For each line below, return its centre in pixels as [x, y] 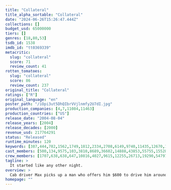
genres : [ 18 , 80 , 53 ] [26, 39]
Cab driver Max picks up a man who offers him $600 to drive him [81, 175]
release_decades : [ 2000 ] [32, 128]
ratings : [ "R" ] [21, 95]
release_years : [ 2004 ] [29, 123]
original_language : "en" [32, 99]
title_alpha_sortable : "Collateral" [44, 15]
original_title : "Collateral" [37, 90]
